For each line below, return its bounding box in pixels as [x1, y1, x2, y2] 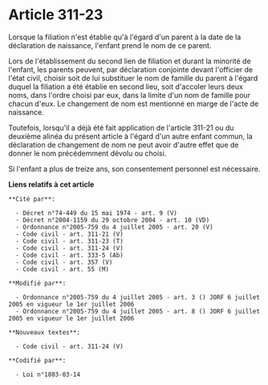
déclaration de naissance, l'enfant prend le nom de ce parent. [8, 40, 212, 50]
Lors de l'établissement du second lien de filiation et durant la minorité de [8, 56, 251, 66]
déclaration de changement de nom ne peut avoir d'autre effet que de [8, 140, 239, 149]
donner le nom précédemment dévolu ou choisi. [8, 148, 167, 158]
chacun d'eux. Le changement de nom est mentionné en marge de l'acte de [8, 99, 259, 108]
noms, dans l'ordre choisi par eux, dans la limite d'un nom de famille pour [8, 90, 251, 99]
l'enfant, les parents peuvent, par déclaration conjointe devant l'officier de [8, 64, 254, 74]
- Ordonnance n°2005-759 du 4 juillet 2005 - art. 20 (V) [15, 223, 214, 231]
